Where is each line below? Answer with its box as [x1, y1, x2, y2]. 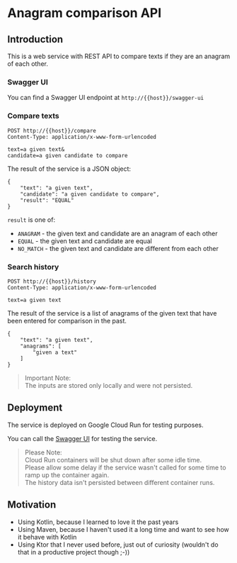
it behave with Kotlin [17, 533, 77, 541]
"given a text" [33, 349, 78, 356]
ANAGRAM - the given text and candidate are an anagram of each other [17, 229, 218, 238]
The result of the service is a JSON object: [7, 165, 132, 173]
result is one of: [7, 215, 55, 224]
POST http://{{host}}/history [7, 278, 97, 285]
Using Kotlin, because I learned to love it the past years [17, 518, 179, 526]
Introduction [7, 33, 64, 45]
